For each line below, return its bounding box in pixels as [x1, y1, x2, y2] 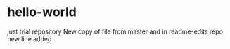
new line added [7, 34, 52, 43]
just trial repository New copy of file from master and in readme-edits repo [7, 27, 224, 36]
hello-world [7, 4, 77, 20]
